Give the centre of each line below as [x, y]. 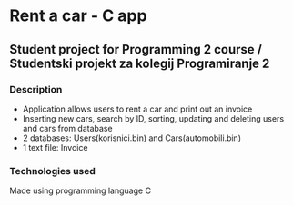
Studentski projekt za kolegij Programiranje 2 [140, 63]
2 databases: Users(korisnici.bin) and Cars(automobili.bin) [131, 138]
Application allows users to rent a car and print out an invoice [137, 109]
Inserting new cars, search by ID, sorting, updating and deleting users [153, 118]
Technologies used [52, 171]
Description [36, 89]
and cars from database [67, 128]
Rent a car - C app [78, 16]
